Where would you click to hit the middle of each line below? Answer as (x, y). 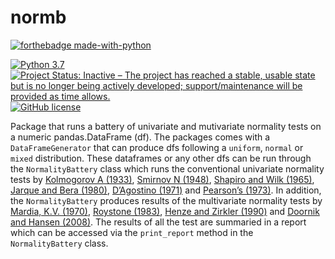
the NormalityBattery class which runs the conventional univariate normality (167, 168)
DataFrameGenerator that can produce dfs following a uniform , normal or (157, 147)
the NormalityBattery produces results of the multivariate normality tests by (166, 200)
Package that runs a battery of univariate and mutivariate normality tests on (166, 126)
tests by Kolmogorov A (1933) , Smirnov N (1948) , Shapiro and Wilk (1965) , (162, 179)
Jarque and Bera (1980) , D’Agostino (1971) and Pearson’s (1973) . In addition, (166, 190)
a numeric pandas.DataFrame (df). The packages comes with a (140, 137)
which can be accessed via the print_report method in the (132, 232)
